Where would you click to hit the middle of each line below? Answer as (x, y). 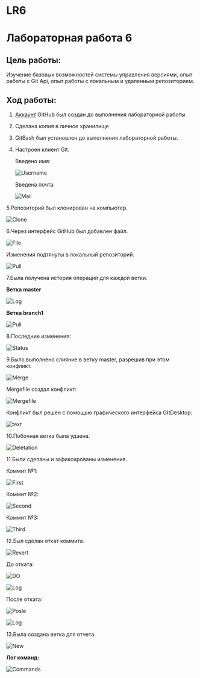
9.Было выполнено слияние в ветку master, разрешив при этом (88, 359)
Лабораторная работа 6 (69, 38)
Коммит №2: (23, 494)
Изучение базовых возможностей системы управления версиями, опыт (99, 75)
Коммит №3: (23, 518)
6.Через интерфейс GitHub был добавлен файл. (67, 231)
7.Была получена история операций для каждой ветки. (77, 278)
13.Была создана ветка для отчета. (51, 634)
